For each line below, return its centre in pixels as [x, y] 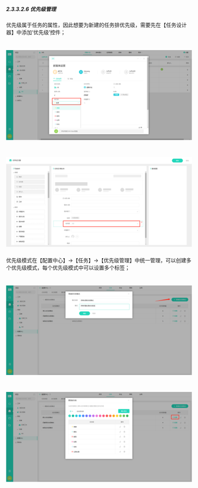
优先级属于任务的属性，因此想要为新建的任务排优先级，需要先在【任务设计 [96, 25]
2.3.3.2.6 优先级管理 [31, 9]
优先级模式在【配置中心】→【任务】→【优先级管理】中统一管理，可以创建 [96, 260]
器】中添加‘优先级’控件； [36, 32]
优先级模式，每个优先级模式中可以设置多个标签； [70, 268]
